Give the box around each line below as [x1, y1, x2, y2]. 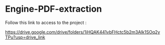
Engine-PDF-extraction [5, 3, 102, 15]
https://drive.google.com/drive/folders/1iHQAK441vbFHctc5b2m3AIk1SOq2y [5, 29, 160, 35]
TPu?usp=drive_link [5, 34, 45, 40]
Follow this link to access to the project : [5, 20, 87, 25]
